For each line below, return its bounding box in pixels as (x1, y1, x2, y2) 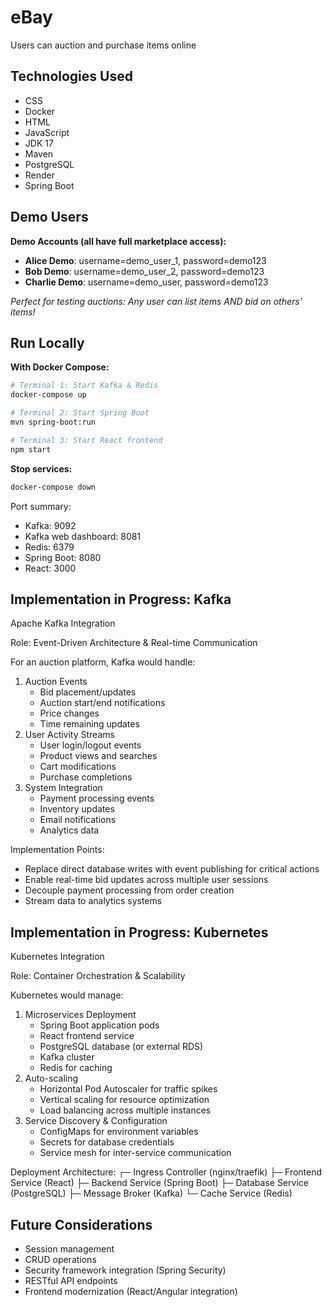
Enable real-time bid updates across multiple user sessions (24, 874, 269, 886)
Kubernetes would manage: (10, 989, 124, 1001)
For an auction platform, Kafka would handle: (10, 656, 196, 668)
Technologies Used (10, 68, 133, 85)
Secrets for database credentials (39, 1136, 175, 1148)
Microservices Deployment (24, 1009, 137, 1021)
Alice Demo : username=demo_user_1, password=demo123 (24, 254, 267, 266)
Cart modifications (39, 761, 117, 773)
